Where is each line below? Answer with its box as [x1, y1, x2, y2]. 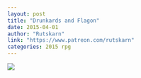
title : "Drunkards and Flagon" [7, 17, 100, 24]
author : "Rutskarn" [7, 30, 65, 38]
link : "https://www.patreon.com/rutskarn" [7, 37, 135, 44]
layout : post [7, 10, 46, 18]
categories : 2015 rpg [7, 43, 72, 50]
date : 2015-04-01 [7, 23, 59, 30]
